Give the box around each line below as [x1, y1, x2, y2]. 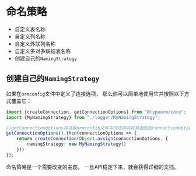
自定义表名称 [14, 26, 45, 33]
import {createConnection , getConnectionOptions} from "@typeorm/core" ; [6, 109, 187, 115]
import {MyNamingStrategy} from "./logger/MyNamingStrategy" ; [6, 114, 160, 120]
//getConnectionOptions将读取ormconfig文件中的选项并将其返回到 [6, 125, 153, 131]
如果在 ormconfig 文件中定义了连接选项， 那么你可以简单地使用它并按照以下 [6, 90, 185, 97]
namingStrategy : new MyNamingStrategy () [27, 141, 127, 147]
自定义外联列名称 [14, 40, 56, 47]
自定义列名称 [14, 33, 45, 40]
